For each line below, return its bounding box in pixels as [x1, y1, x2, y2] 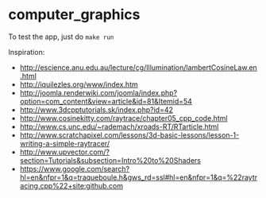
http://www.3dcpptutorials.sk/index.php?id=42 [19, 105, 173, 115]
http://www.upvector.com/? [19, 147, 110, 157]
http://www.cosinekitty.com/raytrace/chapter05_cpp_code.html [19, 113, 228, 122]
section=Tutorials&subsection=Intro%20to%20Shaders [19, 155, 201, 165]
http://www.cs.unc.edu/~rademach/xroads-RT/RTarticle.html [19, 122, 219, 131]
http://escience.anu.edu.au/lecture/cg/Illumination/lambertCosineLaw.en [19, 62, 258, 72]
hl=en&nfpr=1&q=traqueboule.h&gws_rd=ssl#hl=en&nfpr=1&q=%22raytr [19, 173, 258, 182]
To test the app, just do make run [8, 32, 114, 41]
